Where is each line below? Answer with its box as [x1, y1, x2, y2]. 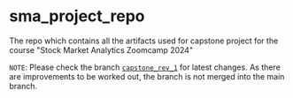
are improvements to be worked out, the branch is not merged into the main [9, 71, 285, 81]
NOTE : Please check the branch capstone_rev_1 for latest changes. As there [9, 62, 281, 72]
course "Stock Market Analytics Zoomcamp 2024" [9, 44, 193, 55]
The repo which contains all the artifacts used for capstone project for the [9, 35, 279, 46]
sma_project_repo [9, 6, 145, 26]
